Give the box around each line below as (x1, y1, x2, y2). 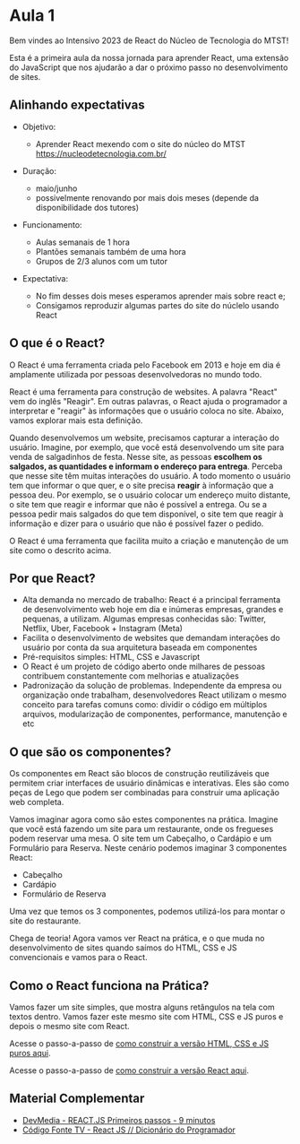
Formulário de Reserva (21, 888, 107, 899)
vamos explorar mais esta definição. (9, 414, 143, 426)
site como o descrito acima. (9, 544, 112, 556)
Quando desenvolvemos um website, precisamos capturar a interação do (9, 432, 279, 443)
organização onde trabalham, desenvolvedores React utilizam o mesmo (21, 689, 287, 700)
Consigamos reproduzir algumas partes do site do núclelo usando (35, 299, 279, 310)
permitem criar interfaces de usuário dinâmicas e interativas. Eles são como (9, 777, 289, 789)
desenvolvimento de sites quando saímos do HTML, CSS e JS (9, 942, 237, 953)
